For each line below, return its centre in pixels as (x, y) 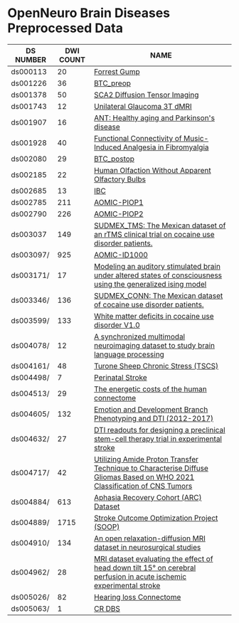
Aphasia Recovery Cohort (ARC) (148, 497)
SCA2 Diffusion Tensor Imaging (146, 95)
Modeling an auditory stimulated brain (157, 266)
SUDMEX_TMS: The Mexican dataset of (160, 225)
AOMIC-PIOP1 (118, 202)
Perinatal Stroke (120, 377)
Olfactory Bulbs (119, 179)
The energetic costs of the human (150, 389)
